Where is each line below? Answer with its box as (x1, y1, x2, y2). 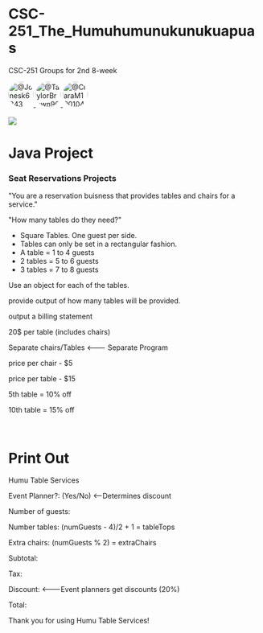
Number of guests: (8, 507, 71, 516)
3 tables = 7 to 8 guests (19, 265, 99, 274)
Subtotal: (8, 553, 39, 563)
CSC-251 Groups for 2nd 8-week (8, 65, 117, 75)
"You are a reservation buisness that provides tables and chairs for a (8, 191, 236, 201)
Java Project (8, 144, 94, 162)
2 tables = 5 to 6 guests (19, 257, 99, 266)
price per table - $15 (8, 374, 76, 384)
